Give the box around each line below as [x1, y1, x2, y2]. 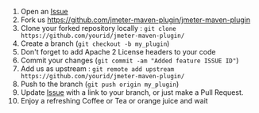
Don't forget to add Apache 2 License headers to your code [20, 47, 216, 56]
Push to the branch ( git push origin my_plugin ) [20, 79, 180, 89]
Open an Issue [20, 7, 68, 16]
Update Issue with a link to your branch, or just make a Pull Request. [20, 88, 244, 97]
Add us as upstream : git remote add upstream [20, 64, 175, 73]
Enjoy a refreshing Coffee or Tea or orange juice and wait [20, 96, 209, 105]
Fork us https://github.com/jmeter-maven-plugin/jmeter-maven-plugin [20, 15, 251, 24]
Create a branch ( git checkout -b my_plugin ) [20, 39, 170, 48]
